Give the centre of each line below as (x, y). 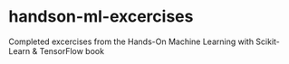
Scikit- (268, 41)
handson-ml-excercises (101, 17)
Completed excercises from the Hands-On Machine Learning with (131, 41)
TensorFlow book (72, 50)
